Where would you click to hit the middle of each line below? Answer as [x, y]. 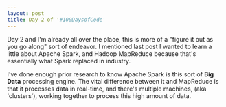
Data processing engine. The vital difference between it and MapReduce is [113, 81]
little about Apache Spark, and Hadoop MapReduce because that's [102, 53]
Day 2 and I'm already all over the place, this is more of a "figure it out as [110, 39]
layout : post [26, 13]
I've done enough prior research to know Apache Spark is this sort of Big [111, 74]
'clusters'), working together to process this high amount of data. [99, 95]
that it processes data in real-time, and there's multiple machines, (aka [107, 89]
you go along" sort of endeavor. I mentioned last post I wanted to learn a [110, 46]
